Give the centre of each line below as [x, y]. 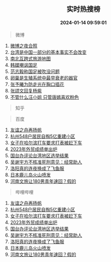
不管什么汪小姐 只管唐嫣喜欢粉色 [45, 97]
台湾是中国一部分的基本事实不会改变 [48, 52]
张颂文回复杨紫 [26, 90]
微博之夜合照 [24, 46]
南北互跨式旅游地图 [30, 59]
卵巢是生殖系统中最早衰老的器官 [44, 78]
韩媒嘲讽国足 [24, 65]
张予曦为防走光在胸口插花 [37, 84]
